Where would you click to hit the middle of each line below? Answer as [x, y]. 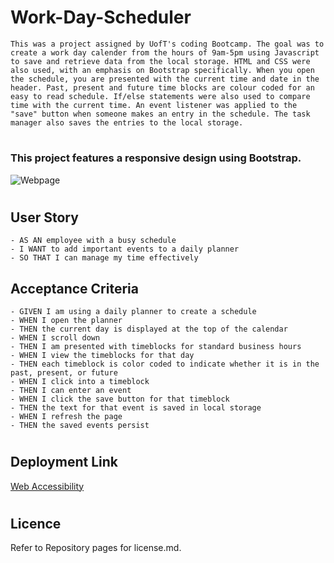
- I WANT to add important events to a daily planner [125, 249]
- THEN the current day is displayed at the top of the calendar [149, 329]
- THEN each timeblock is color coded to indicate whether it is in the [165, 364]
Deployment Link [64, 462]
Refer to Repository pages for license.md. [96, 548]
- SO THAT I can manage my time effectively [104, 258]
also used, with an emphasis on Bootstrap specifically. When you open [162, 70]
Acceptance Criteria [74, 288]
